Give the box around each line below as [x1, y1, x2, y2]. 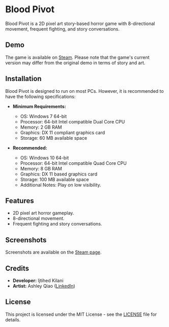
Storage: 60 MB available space [20, 135, 88, 141]
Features [5, 196, 34, 205]
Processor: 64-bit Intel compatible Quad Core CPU [20, 160, 127, 166]
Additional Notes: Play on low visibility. [20, 182, 101, 188]
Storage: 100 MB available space [20, 176, 89, 182]
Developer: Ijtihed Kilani [12, 278, 64, 284]
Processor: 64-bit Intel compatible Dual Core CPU [20, 118, 125, 124]
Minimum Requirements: [12, 103, 66, 109]
